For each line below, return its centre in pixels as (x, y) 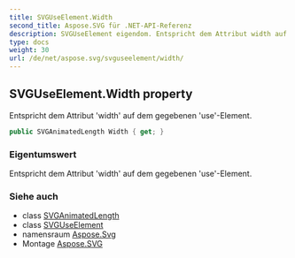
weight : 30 (29, 50)
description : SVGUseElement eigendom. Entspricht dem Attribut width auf (148, 34)
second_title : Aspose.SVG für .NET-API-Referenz (101, 26)
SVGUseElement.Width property (101, 94)
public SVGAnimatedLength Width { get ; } (87, 132)
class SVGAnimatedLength (70, 216)
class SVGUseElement (62, 225)
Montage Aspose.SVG (62, 244)
